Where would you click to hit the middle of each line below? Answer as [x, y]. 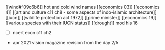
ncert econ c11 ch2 [32, 32]
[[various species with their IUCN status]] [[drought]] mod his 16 [71, 23]
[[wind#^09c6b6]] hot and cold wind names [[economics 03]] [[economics [82, 7]
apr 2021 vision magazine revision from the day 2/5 [65, 43]
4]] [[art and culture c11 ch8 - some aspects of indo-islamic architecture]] [81, 12]
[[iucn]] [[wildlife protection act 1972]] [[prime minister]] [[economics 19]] [81, 18]
